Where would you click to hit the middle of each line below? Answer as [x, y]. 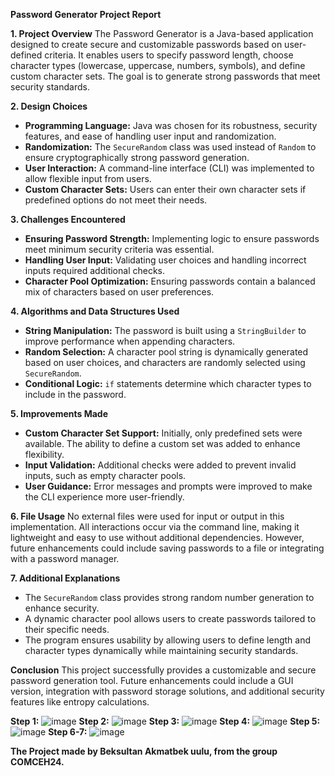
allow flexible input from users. [88, 178]
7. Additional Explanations [65, 578]
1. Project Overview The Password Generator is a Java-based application [162, 33]
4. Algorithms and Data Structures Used [95, 311]
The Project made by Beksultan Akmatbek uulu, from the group [144, 751]
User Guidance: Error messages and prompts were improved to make [168, 486]
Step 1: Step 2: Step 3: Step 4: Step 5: [165, 721]
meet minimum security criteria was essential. [119, 249]
